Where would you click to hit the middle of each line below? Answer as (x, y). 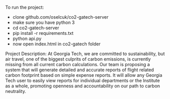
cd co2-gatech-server (36, 28)
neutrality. (16, 91)
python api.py (27, 38)
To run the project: (25, 7)
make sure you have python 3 (44, 22)
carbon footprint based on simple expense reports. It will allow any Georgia (84, 75)
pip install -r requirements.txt (43, 33)
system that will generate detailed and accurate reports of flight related (80, 70)
